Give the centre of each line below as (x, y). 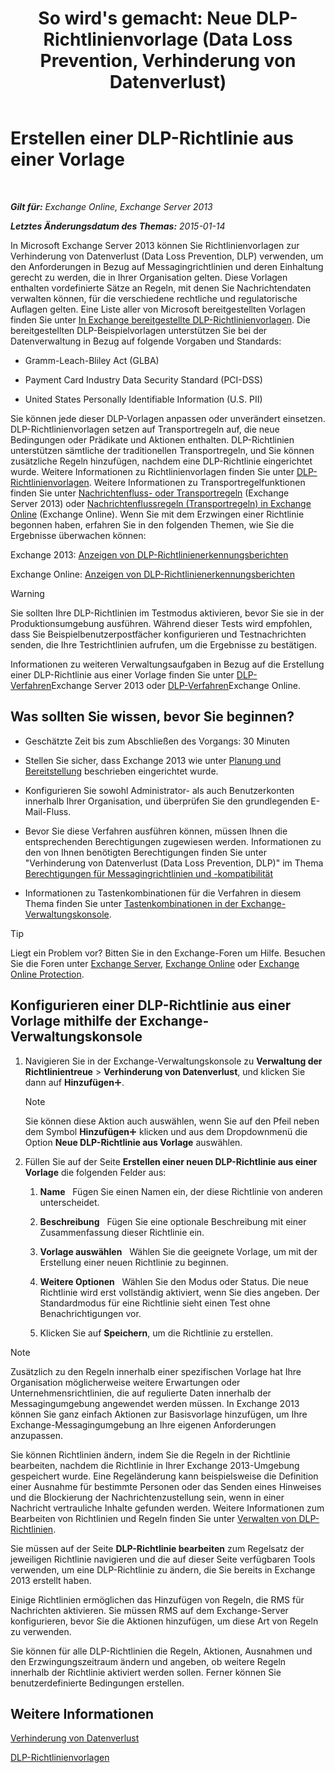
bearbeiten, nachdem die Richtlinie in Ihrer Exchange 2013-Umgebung (155, 1465)
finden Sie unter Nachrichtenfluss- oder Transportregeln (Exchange (150, 493)
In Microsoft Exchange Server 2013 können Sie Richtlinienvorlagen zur (155, 245)
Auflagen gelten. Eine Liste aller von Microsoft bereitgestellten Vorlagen (158, 309)
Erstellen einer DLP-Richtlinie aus (152, 138)
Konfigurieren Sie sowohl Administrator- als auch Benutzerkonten (159, 790)
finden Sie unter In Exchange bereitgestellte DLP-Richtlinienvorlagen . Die (160, 319)
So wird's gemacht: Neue (145, 18)
